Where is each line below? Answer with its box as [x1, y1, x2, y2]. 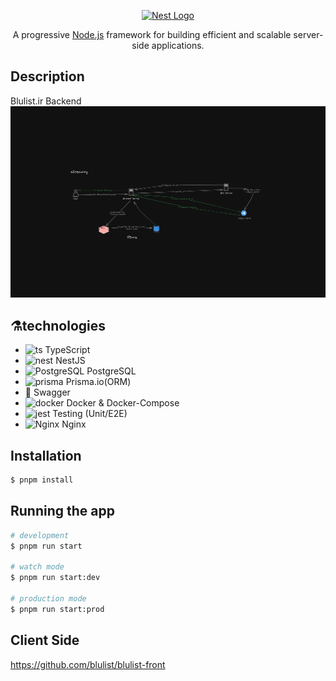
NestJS [55, 355, 86, 367]
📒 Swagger [24, 386, 71, 399]
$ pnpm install [10, 475, 74, 485]
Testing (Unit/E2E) [52, 408, 128, 420]
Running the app [10, 503, 115, 520]
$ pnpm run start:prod [10, 604, 105, 614]
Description [10, 68, 85, 85]
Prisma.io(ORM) [65, 376, 132, 388]
